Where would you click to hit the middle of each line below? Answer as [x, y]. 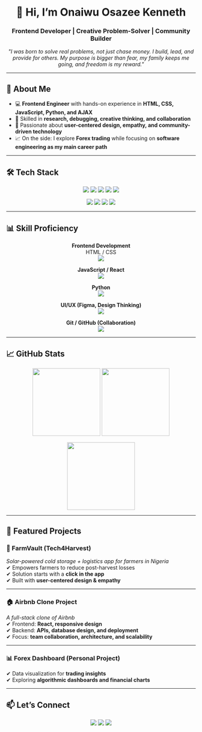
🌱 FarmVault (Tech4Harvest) [49, 548]
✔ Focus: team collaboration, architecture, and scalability [79, 636]
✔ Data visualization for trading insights [56, 674]
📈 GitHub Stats [35, 354]
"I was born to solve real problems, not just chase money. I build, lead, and [101, 52]
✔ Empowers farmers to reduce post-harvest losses [71, 568]
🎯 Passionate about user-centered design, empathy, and [86, 125]
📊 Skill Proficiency [42, 228]
